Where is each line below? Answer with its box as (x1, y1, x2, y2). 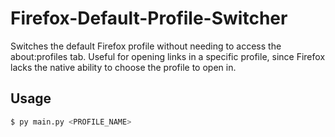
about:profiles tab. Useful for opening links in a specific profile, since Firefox (10, 50, 326, 62)
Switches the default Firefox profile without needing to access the (10, 40, 282, 52)
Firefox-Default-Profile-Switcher (10, 7, 288, 30)
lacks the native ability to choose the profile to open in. (10, 61, 237, 73)
